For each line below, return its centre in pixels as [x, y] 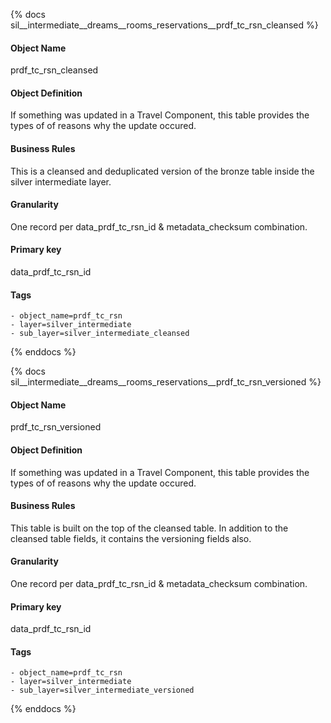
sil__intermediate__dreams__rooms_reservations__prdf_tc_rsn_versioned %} [166, 382]
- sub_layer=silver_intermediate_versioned [102, 690]
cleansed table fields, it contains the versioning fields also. [131, 538]
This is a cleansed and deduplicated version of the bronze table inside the [162, 171]
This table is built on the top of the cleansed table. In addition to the [149, 528]
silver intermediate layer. [61, 181]
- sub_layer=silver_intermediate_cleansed [100, 334]
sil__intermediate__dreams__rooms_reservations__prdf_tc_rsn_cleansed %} [164, 25]
